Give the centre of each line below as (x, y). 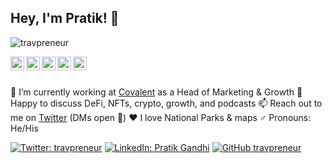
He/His (24, 128)
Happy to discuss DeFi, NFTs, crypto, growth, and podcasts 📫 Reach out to (166, 103)
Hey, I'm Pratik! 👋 (65, 18)
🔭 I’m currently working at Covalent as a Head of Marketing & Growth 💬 (156, 92)
